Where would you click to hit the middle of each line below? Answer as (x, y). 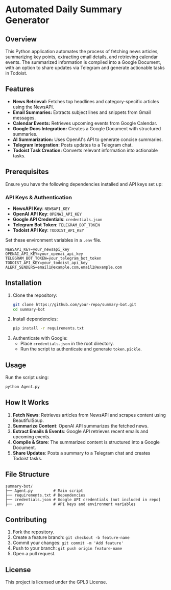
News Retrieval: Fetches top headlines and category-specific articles (86, 101)
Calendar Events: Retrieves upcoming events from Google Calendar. (85, 123)
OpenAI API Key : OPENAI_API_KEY (47, 214)
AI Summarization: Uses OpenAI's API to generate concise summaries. (88, 139)
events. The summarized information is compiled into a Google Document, (83, 62)
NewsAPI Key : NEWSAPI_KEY (41, 208)
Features (20, 89)
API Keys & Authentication (39, 197)
